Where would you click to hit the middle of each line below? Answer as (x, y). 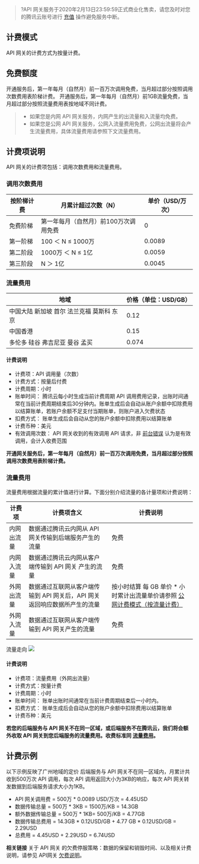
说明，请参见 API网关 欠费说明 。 (46, 855)
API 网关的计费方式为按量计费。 (45, 52)
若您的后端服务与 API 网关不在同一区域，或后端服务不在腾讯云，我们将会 (95, 728)
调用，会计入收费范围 (41, 441)
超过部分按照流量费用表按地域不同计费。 (60, 103)
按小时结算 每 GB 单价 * (145, 586)
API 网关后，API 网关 (71, 595)
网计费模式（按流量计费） (147, 604)
